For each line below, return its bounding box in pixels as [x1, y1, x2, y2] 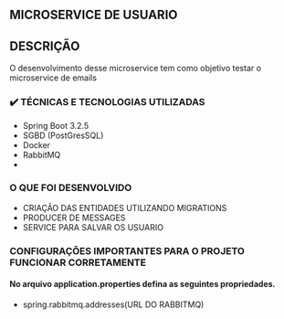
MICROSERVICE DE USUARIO [9, 7, 178, 23]
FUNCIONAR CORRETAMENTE [9, 256, 146, 269]
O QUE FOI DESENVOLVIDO [9, 182, 132, 195]
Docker [22, 139, 51, 150]
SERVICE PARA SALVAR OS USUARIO [22, 221, 164, 232]
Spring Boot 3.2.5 [22, 120, 89, 131]
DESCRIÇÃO [9, 38, 80, 54]
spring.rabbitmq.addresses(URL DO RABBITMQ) [22, 299, 205, 310]
